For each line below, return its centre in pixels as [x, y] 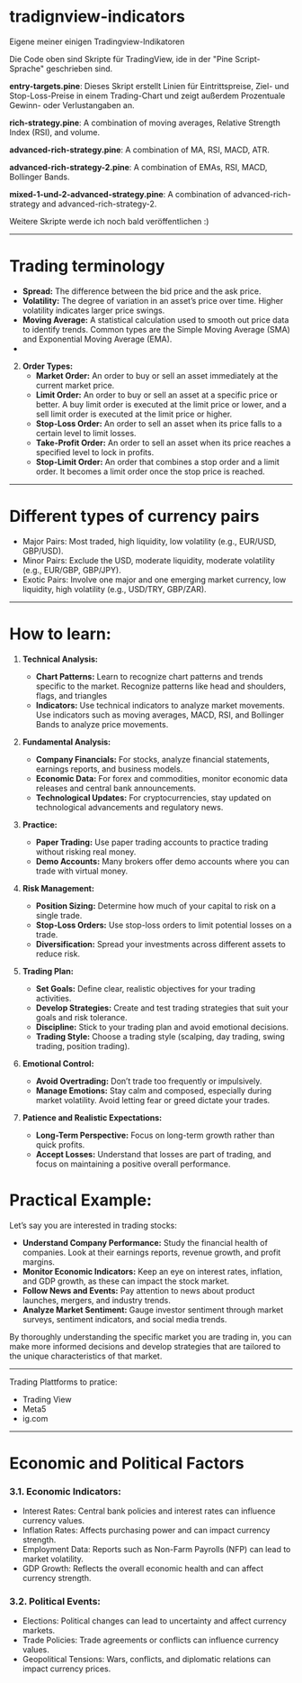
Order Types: [48, 366]
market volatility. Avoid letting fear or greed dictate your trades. [153, 1100]
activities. [53, 998]
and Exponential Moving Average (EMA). [97, 339]
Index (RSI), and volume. [55, 132]
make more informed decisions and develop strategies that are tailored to [145, 1346]
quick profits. [60, 1144]
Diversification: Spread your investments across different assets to [160, 944]
